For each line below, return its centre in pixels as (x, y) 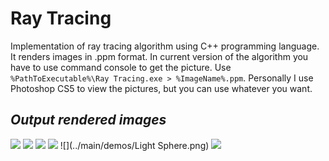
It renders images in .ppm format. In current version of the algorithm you (159, 56)
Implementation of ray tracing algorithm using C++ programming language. (165, 46)
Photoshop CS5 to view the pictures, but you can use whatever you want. (161, 88)
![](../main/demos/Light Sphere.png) (134, 145)
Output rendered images (88, 120)
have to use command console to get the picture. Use (121, 67)
